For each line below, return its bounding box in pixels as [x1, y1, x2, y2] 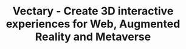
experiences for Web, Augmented [5, 17, 181, 31]
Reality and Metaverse [35, 30, 151, 44]
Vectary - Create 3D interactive [12, 4, 174, 18]
